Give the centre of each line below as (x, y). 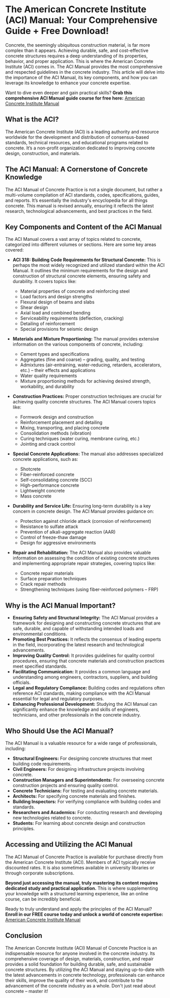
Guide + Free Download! (57, 31)
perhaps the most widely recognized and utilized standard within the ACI (89, 265)
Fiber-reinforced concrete (47, 475)
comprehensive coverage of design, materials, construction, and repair (79, 958)
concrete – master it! (27, 991)
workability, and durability (47, 387)
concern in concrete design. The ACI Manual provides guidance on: (83, 511)
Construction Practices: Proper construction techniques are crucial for (87, 396)
